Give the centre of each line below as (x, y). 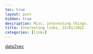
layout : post (18, 14)
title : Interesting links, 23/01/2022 (45, 28)
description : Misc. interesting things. (47, 23)
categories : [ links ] (26, 32)
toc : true (15, 10)
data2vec (15, 46)
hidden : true (18, 19)
